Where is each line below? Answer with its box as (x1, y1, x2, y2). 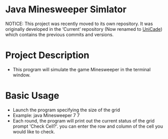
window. (12, 72, 31, 78)
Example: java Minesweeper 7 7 (12, 112, 80, 118)
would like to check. (12, 128, 55, 134)
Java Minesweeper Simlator (5, 4, 127, 15)
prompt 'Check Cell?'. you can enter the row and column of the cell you (12, 123, 163, 129)
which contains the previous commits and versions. (5, 31, 114, 37)
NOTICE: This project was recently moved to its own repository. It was (5, 21, 153, 27)
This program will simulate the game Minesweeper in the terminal (12, 66, 151, 72)
